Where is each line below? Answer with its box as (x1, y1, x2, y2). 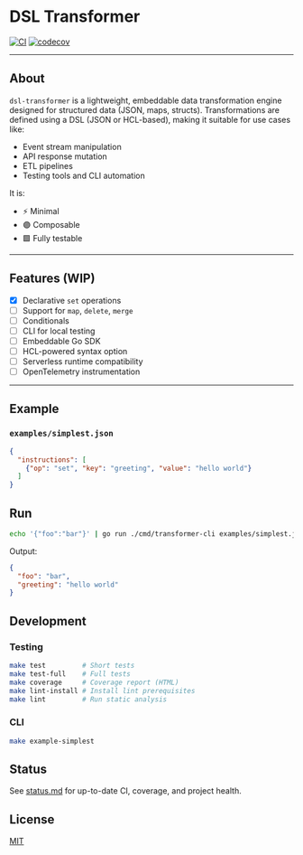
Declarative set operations (22, 295, 122, 305)
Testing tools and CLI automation (22, 170, 146, 181)
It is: (9, 187, 25, 198)
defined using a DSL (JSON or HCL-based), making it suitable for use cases (9, 114, 291, 125)
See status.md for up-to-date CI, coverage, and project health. (9, 785, 242, 796)
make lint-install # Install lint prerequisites (9, 686, 196, 695)
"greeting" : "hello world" (17, 580, 119, 589)
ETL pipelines (22, 160, 74, 171)
